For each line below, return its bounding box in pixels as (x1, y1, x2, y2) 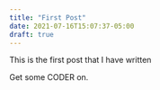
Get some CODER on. (9, 72, 89, 83)
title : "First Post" (9, 13, 87, 22)
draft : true (9, 30, 54, 39)
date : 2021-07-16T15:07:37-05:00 (9, 22, 135, 31)
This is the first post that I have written (9, 55, 152, 66)
